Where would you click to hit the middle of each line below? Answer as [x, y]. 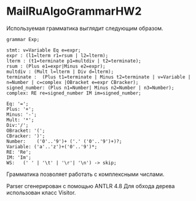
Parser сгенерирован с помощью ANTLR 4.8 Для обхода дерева [91, 186]
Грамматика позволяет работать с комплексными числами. [85, 174]
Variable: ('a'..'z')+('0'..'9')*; [52, 146]
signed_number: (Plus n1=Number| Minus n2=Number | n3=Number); [90, 88]
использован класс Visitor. [41, 192]
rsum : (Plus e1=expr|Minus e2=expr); [56, 66]
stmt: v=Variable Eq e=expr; [44, 50]
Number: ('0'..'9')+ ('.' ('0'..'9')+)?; [64, 141]
